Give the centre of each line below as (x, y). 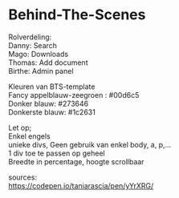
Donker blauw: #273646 (49, 103)
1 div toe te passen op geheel (57, 153)
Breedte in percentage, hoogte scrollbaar (76, 161)
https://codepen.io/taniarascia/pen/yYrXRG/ (81, 185)
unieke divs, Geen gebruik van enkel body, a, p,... (90, 144)
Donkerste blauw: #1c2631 (52, 112)
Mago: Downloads (39, 54)
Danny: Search (33, 45)
